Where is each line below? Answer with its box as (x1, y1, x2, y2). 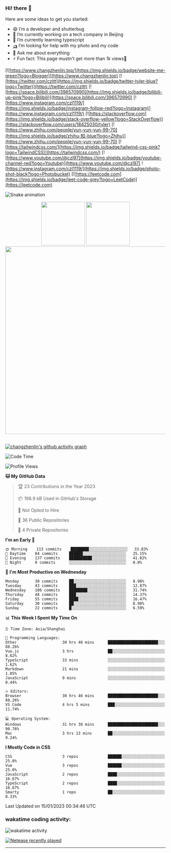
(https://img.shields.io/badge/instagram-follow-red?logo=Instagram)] (5, 105, 151, 111)
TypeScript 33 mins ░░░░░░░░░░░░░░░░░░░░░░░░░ (5, 658, 165, 663)
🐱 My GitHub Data (5, 473, 46, 479)
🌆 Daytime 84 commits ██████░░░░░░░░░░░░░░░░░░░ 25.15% (5, 551, 147, 556)
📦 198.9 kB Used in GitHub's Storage (17, 496, 97, 502)
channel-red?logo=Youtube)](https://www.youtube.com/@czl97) (5, 160, 141, 166)
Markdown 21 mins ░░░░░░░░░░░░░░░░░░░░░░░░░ (5, 667, 165, 672)
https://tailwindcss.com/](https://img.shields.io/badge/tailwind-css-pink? (7, 144, 160, 150)
